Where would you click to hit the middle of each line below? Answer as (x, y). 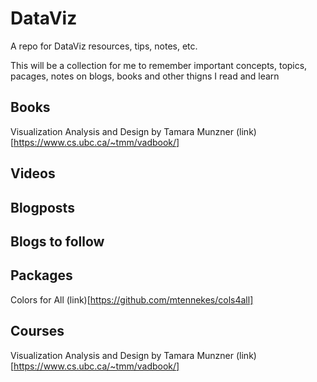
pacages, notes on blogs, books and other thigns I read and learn (145, 76)
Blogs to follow (57, 241)
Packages (41, 275)
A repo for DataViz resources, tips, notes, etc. (104, 46)
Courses (37, 331)
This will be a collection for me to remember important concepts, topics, (159, 65)
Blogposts (42, 207)
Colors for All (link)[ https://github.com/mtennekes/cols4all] (132, 299)
